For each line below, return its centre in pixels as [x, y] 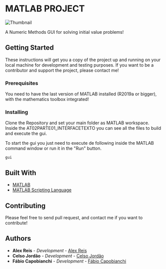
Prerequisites [22, 83]
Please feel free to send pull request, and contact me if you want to [74, 217]
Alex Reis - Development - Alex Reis [49, 250]
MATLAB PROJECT [45, 9]
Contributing [25, 206]
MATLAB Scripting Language [42, 190]
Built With [21, 173]
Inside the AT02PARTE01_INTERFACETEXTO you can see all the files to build [83, 128]
